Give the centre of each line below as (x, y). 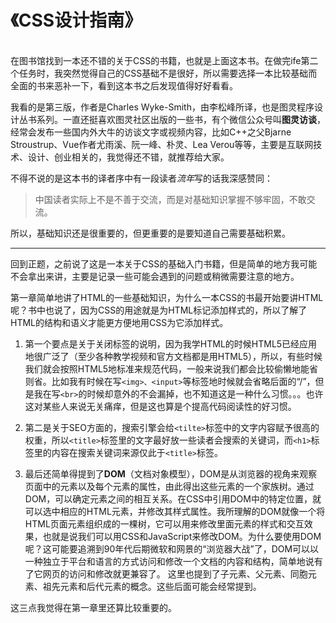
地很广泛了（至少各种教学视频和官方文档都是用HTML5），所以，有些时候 (173, 356)
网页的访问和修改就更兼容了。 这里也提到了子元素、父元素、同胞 (175, 573)
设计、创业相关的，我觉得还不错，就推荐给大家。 (128, 157)
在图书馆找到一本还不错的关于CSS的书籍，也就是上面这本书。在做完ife (156, 60)
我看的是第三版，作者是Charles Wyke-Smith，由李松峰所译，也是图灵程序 (162, 107)
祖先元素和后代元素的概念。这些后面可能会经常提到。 (152, 586)
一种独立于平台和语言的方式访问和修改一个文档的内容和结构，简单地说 (169, 561)
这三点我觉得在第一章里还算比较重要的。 (93, 607)
